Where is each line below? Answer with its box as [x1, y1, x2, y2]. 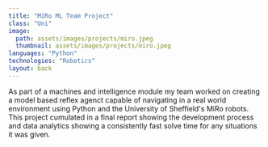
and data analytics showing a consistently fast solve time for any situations [8, 120, 258, 130]
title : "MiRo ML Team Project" [8, 11, 114, 20]
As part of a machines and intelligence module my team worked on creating [8, 86, 261, 96]
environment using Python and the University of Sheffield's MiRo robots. [8, 103, 249, 113]
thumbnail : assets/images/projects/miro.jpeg [15, 42, 172, 50]
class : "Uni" [8, 19, 52, 27]
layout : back [8, 65, 52, 73]
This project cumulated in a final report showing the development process [8, 112, 254, 122]
